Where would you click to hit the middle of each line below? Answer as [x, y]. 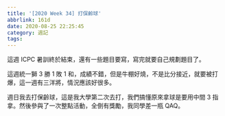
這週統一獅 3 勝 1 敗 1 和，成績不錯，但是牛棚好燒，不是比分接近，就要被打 [113, 74]
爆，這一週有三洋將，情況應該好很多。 [61, 82]
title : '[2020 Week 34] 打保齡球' [54, 13]
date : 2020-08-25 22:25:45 [46, 26]
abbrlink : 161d [29, 20]
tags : [15, 39]
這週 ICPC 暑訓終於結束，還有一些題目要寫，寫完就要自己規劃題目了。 [106, 60]
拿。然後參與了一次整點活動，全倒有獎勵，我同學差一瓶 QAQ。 [96, 106]
